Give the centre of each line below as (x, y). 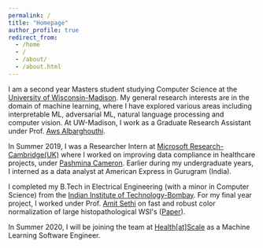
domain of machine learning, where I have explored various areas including (130, 105)
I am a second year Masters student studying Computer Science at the (123, 89)
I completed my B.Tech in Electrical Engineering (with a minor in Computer (129, 187)
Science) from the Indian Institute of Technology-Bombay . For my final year (130, 194)
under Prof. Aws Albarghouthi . (57, 131)
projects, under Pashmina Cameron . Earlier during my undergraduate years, (131, 163)
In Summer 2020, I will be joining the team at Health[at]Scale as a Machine (129, 227)
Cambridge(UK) (34, 154)
